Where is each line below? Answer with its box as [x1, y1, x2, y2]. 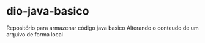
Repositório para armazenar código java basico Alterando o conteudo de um [6, 24, 199, 31]
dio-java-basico [6, 4, 89, 18]
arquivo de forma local [6, 30, 63, 38]
